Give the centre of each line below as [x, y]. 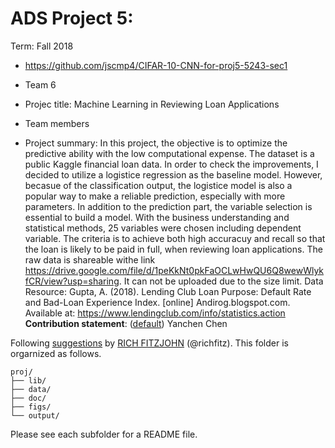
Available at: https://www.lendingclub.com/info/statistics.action [155, 313]
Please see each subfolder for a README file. [104, 434]
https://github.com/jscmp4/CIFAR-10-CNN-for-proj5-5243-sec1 [156, 65]
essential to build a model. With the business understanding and [157, 217]
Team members [57, 123]
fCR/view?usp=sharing [72, 281]
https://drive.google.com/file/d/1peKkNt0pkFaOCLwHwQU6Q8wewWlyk [174, 270]
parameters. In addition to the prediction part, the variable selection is [168, 206]
